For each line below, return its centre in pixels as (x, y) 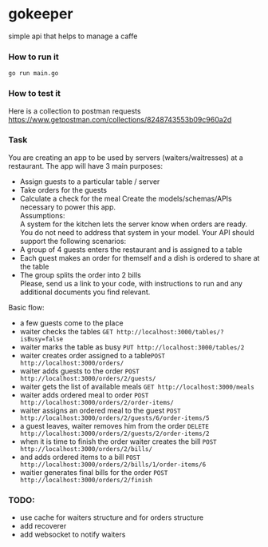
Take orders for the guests (63, 190)
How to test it (35, 94)
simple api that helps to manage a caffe (73, 36)
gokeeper (41, 14)
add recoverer (43, 526)
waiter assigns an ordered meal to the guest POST (100, 410)
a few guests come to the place (71, 323)
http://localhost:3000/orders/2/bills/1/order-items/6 (113, 465)
